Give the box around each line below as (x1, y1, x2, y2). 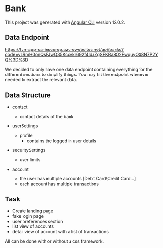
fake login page (12, 213, 44, 219)
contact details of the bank (19, 113, 74, 119)
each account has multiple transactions (19, 181, 99, 187)
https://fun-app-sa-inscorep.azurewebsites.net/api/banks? (5, 46, 124, 52)
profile (19, 132, 33, 138)
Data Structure (5, 91, 51, 99)
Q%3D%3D (5, 57, 28, 63)
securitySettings (12, 147, 46, 153)
